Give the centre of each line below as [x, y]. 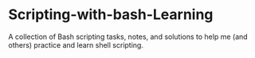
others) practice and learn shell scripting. [76, 44]
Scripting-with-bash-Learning [111, 15]
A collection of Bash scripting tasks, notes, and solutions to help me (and [128, 37]
